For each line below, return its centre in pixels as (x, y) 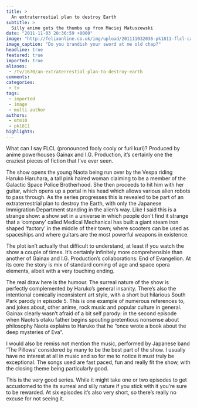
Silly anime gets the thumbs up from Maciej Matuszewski (82, 28)
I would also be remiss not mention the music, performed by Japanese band (98, 343)
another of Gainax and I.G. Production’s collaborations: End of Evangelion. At (98, 258)
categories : (21, 83)
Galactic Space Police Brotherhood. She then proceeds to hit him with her (95, 184)
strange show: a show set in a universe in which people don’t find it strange (97, 215)
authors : (17, 115)
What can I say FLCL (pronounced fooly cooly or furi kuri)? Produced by (93, 148)
